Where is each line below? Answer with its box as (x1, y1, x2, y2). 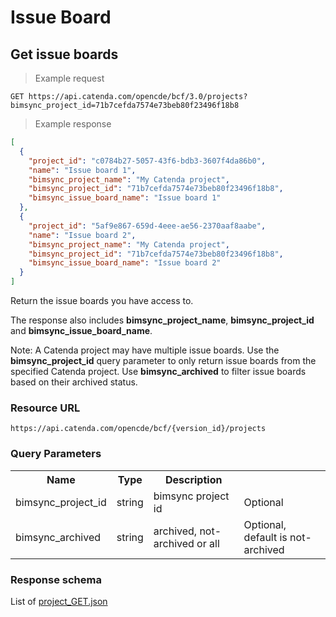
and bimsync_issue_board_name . (10, 325, 153, 336)
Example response (34, 118, 112, 130)
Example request (34, 72, 105, 84)
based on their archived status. (10, 376, 138, 388)
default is (243, 530, 288, 544)
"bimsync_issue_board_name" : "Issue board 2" (28, 258, 222, 268)
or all (196, 536, 220, 550)
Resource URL (10, 401, 81, 415)
